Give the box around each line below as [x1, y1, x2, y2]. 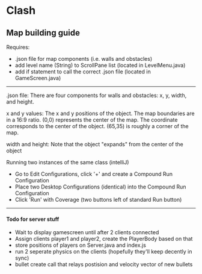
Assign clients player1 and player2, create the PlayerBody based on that [14, 235, 193, 243]
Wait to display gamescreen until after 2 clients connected [14, 229, 159, 236]
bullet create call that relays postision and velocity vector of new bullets [14, 261, 193, 268]
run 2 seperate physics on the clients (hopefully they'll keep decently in [14, 248, 192, 255]
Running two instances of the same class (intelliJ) [6, 159, 129, 166]
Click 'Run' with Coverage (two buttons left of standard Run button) [14, 196, 182, 203]
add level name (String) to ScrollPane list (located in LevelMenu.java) [14, 61, 186, 69]
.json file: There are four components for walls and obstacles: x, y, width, [6, 92, 187, 99]
